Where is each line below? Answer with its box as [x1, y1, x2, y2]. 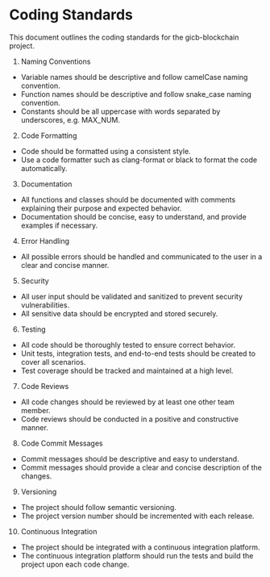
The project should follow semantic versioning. [20, 502, 177, 512]
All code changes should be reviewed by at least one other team [20, 397, 235, 407]
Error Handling [20, 236, 70, 245]
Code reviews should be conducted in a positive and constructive [20, 414, 239, 424]
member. [20, 405, 51, 415]
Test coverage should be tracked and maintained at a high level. [20, 366, 234, 375]
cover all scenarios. [20, 357, 86, 366]
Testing [20, 324, 47, 334]
